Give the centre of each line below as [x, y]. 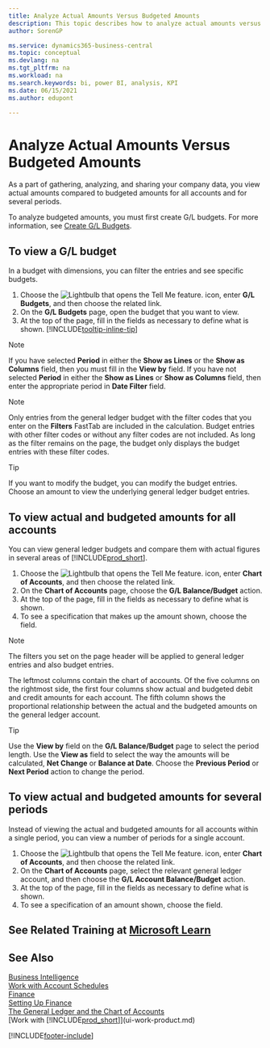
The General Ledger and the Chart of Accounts [87, 1011]
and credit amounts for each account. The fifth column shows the [117, 697]
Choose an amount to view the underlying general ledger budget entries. [129, 492]
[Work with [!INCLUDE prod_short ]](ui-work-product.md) [102, 1020]
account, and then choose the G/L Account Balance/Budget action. [133, 879]
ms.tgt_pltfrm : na [39, 68]
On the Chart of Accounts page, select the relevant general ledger [131, 870]
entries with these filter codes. [59, 452]
